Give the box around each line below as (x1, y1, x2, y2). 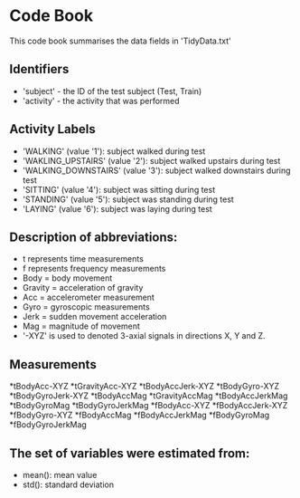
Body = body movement (22, 273, 113, 283)
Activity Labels (9, 121, 97, 137)
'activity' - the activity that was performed (22, 95, 180, 106)
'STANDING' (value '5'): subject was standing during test (22, 194, 235, 205)
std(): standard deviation (22, 479, 115, 490)
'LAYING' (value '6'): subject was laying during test (22, 203, 212, 214)
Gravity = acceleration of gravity (22, 283, 144, 293)
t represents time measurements (22, 254, 145, 264)
